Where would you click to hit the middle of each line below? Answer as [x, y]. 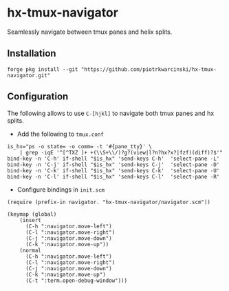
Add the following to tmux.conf [61, 134]
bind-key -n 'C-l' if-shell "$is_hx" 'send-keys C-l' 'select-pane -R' [113, 177]
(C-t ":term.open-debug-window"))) [76, 281]
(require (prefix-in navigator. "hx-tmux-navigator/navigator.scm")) [109, 202]
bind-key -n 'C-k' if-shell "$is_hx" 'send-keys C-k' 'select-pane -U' [113, 170]
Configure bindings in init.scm [61, 189]
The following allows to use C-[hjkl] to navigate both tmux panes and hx [111, 113]
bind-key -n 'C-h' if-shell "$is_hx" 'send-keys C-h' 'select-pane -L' [113, 159]
